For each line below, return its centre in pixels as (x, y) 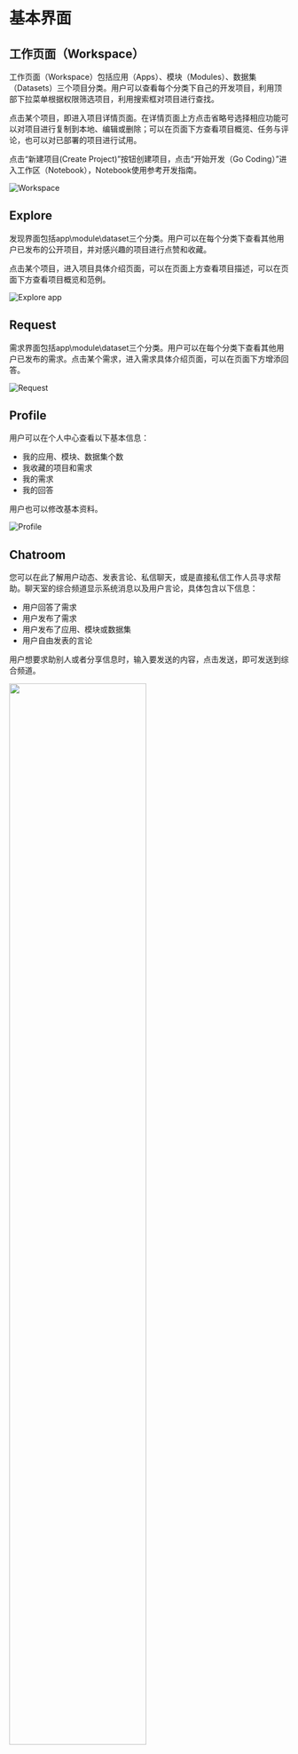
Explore (31, 215)
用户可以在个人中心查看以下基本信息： (79, 438)
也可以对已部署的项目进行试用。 (83, 140)
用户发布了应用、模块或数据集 (76, 630)
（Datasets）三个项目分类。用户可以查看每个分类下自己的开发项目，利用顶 (145, 88)
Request (33, 325)
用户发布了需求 (49, 618)
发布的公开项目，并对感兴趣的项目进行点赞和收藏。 (118, 249)
